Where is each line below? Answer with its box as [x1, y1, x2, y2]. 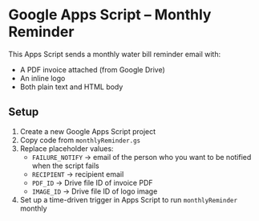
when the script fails [31, 161, 99, 170]
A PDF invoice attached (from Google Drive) [19, 64, 166, 74]
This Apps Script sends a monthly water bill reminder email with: [8, 49, 221, 59]
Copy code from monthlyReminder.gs [19, 135, 141, 145]
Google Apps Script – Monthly [8, 6, 212, 24]
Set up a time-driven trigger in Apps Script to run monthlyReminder [19, 194, 238, 204]
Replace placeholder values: [19, 143, 114, 153]
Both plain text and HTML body [19, 82, 123, 92]
